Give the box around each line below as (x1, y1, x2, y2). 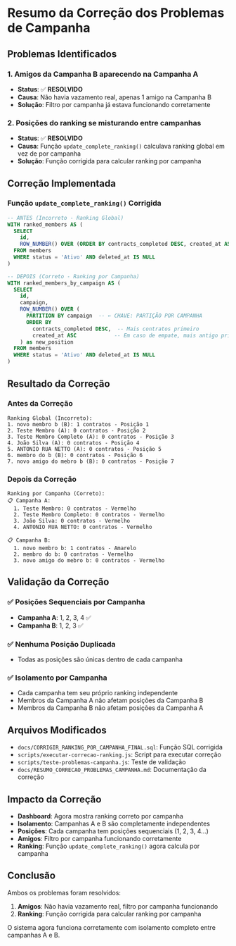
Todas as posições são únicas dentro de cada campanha (17, 655, 183, 664)
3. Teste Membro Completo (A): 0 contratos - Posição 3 (7, 433, 174, 440)
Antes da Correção (7, 399, 73, 409)
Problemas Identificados (7, 48, 117, 60)
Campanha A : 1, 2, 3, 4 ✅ (17, 613, 91, 621)
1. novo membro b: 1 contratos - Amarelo (13, 544, 137, 552)
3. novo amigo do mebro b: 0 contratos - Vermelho (13, 557, 165, 564)
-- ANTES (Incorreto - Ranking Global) (7, 214, 124, 221)
